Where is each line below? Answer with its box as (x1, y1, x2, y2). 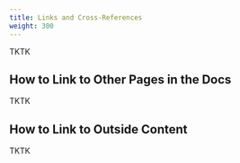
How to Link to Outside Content (9, 122, 188, 137)
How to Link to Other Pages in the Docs (9, 72, 232, 87)
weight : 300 (9, 21, 54, 30)
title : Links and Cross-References (9, 13, 143, 22)
